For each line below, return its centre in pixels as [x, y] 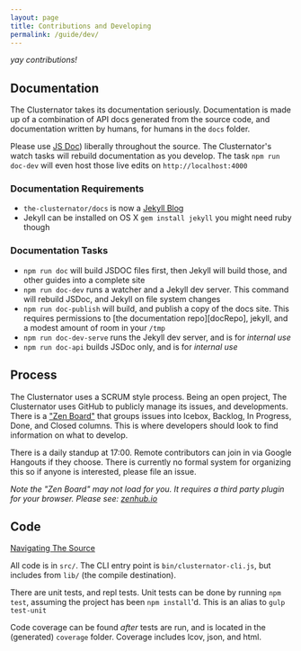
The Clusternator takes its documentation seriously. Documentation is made [150, 110]
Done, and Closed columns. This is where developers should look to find [144, 425]
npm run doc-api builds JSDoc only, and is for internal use [130, 346]
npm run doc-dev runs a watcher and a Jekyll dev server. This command [156, 290]
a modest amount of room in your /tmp [94, 327]
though [36, 227]
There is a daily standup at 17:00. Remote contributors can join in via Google [151, 452]
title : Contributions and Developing [81, 26]
